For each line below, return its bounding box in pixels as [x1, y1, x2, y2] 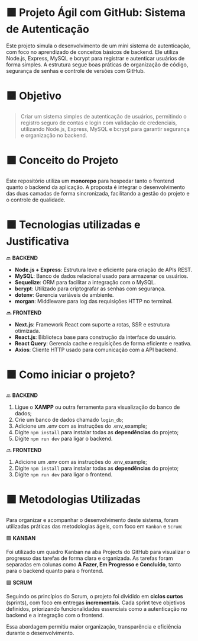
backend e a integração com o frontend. [6, 611, 105, 618]
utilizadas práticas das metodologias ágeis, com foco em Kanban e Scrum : [6, 523, 183, 530]
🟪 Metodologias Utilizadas [6, 492, 141, 506]
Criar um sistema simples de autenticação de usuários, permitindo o [20, 113, 187, 120]
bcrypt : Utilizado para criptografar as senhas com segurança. [14, 285, 166, 292]
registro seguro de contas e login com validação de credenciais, [20, 119, 177, 126]
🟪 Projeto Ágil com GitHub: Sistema [6, 6, 186, 20]
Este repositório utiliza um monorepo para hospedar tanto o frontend [6, 177, 174, 184]
